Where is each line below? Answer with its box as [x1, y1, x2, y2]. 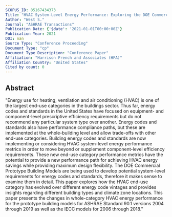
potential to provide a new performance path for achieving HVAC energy [5, 157, 158, 163]
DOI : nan [5, 36, 24, 41]
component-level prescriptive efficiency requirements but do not [5, 113, 142, 119]
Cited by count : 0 [5, 64, 45, 70]
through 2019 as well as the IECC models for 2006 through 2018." [5, 206, 143, 212]
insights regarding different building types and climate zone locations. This [5, 189, 163, 196]
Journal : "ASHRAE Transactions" [5, 21, 74, 27]
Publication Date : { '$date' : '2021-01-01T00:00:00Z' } [5, 27, 123, 32]
